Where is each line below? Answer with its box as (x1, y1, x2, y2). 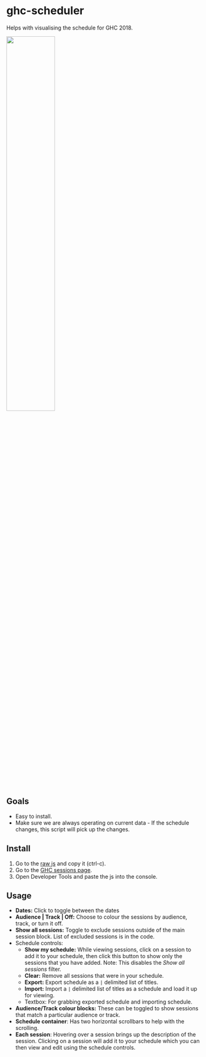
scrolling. (15, 1024, 39, 1032)
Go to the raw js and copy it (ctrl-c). (15, 860, 106, 867)
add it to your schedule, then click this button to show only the (24, 953, 183, 960)
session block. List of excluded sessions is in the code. (15, 933, 155, 940)
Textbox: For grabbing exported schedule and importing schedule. (24, 998, 192, 1005)
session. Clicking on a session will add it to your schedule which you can (15, 1037, 200, 1045)
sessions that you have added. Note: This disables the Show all (24, 959, 185, 967)
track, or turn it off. (15, 920, 63, 927)
